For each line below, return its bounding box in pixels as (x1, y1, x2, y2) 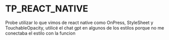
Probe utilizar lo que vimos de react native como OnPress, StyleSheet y (5, 19, 154, 25)
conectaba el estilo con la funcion (5, 30, 76, 36)
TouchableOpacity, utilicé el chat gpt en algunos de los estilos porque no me (5, 24, 164, 30)
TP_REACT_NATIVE (5, 3, 88, 14)
